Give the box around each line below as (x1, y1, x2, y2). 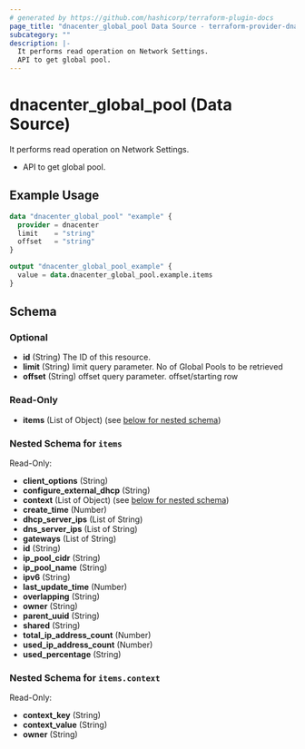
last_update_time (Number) (22, 582, 128, 593)
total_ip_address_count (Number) (22, 630, 152, 641)
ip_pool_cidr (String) (22, 553, 102, 564)
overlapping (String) (22, 591, 100, 602)
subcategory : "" (9, 30, 71, 39)
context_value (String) (22, 719, 107, 731)
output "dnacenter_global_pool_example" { (9, 262, 172, 271)
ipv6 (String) (22, 572, 71, 583)
